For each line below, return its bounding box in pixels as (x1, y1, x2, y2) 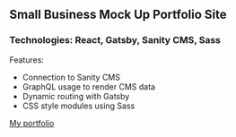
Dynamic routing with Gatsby (22, 90, 130, 101)
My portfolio (9, 117, 55, 128)
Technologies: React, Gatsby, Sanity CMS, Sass (9, 34, 222, 47)
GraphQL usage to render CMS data (22, 81, 155, 92)
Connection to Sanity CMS (22, 72, 121, 82)
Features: (9, 54, 45, 65)
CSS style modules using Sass (22, 100, 135, 111)
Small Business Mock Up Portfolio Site (9, 7, 227, 22)
